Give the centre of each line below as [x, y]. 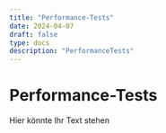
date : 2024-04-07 [42, 26]
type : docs [30, 43]
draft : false [34, 34]
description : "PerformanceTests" [72, 51]
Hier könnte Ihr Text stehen [60, 120]
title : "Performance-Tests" [62, 18]
